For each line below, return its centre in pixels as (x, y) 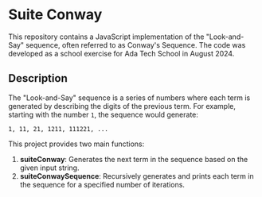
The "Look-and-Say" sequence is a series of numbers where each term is (129, 98)
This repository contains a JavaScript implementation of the (106, 37)
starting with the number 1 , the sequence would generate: (104, 114)
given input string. (49, 168)
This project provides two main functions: (76, 144)
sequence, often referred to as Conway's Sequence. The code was (135, 44)
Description (38, 78)
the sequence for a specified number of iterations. (102, 184)
